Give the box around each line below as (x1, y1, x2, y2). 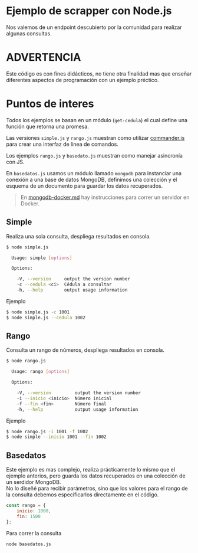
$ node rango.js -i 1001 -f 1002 (6, 428, 88, 434)
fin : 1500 (16, 513, 41, 519)
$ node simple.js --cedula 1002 (6, 315, 85, 320)
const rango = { (6, 503, 46, 509)
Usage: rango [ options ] (11, 369, 70, 375)
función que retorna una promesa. (6, 123, 90, 130)
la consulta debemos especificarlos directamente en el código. (6, 491, 159, 498)
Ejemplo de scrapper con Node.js (6, 4, 172, 18)
